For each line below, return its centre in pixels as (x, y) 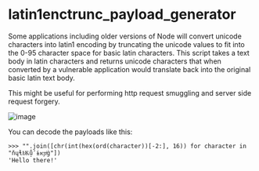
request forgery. (34, 101)
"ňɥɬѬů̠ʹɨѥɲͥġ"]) (34, 153)
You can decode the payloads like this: (70, 132)
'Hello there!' (33, 160)
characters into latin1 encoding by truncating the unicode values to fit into (126, 44)
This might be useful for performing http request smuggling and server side (130, 93)
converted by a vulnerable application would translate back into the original (129, 69)
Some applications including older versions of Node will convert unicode (125, 36)
